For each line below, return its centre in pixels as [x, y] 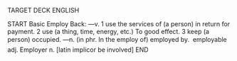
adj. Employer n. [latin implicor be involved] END [78, 50]
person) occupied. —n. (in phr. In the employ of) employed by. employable [117, 39]
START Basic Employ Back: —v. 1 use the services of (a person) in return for [119, 24]
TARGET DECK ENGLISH [43, 10]
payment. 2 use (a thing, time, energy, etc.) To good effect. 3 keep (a [109, 32]
